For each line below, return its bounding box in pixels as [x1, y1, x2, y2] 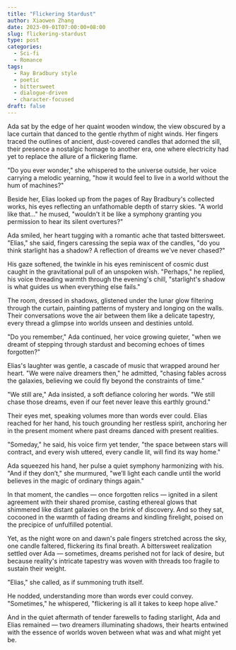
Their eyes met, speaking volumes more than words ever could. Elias [7, 411, 208, 420]
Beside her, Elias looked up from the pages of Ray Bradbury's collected [7, 194, 215, 203]
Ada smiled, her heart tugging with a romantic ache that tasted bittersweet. [7, 231, 226, 240]
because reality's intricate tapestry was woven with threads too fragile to [7, 556, 220, 565]
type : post [7, 37, 40, 44]
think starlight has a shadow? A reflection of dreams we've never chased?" [7, 246, 225, 254]
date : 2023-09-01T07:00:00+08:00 [7, 23, 106, 30]
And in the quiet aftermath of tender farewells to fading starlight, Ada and [7, 612, 220, 621]
